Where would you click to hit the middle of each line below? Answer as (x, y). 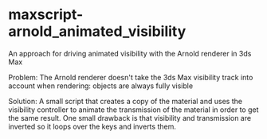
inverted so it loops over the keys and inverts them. (92, 126)
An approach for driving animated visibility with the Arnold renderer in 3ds (130, 53)
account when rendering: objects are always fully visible (101, 86)
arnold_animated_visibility (97, 31)
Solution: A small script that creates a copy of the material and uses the (126, 101)
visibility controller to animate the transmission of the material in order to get (133, 110)
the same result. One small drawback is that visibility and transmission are (130, 118)
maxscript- (46, 15)
